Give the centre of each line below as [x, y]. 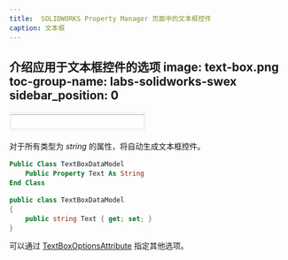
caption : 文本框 [37, 28]
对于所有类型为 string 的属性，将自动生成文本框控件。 [107, 147]
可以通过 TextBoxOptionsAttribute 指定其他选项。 [99, 246]
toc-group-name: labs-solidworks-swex [123, 81]
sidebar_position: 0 [64, 95]
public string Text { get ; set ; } [89, 218]
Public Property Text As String [85, 174]
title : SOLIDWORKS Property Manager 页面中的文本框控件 [110, 19]
